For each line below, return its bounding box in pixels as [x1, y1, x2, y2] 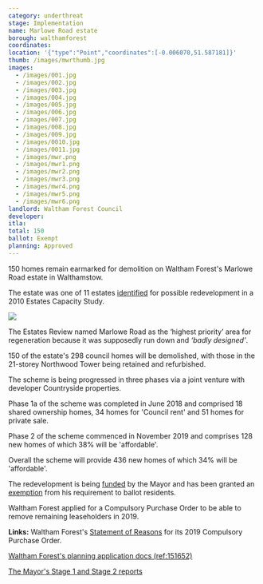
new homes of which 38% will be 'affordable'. [8, 439, 159, 449]
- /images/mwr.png [15, 153, 77, 161]
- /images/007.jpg [15, 116, 77, 124]
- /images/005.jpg [15, 101, 77, 109]
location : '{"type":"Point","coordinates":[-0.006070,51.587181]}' [8, 49, 237, 57]
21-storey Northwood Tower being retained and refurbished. [8, 359, 206, 368]
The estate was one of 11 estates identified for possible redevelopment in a [8, 288, 253, 297]
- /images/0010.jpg [15, 137, 80, 146]
